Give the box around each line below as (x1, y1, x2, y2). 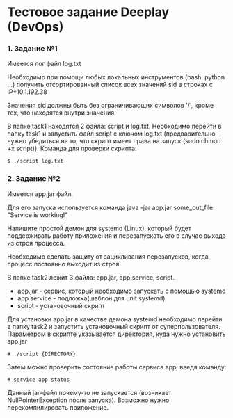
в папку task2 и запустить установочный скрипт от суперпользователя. (7, 322, 220, 330)
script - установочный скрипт (17, 301, 106, 310)
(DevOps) (7, 19, 64, 35)
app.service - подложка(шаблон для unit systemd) (17, 294, 166, 303)
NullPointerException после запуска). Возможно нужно (7, 396, 170, 404)
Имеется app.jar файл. (7, 189, 74, 198)
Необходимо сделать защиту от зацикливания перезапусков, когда (7, 252, 209, 261)
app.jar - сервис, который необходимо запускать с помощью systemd (17, 287, 226, 295)
